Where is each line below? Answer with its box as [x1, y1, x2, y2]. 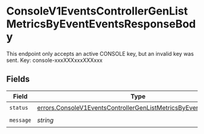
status [9, 104, 29, 112]
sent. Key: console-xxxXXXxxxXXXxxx [6, 56, 103, 64]
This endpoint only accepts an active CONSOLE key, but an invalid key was [6, 50, 194, 57]
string [37, 116, 54, 125]
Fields [6, 74, 30, 84]
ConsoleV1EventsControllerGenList [6, 4, 188, 18]
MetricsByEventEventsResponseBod [6, 17, 196, 31]
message [9, 117, 32, 124]
